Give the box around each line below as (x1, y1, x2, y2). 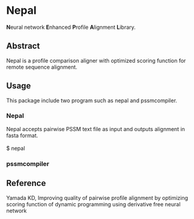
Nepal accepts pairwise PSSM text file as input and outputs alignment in (6, 125, 186, 132)
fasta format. (6, 132, 39, 139)
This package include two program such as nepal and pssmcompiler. (6, 97, 178, 104)
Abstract (6, 41, 40, 51)
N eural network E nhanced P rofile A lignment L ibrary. (6, 23, 136, 31)
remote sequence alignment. (6, 63, 78, 70)
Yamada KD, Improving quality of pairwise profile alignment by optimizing (6, 194, 189, 202)
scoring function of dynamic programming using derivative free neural (6, 200, 181, 208)
